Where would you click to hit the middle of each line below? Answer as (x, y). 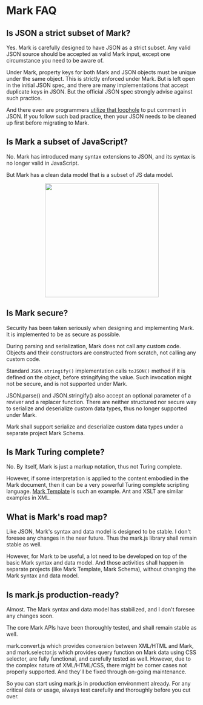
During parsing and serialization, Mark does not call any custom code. (94, 346)
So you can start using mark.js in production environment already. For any (98, 684)
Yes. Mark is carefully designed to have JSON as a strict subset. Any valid (98, 47)
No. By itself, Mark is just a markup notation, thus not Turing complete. (94, 467)
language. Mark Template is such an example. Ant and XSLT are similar (95, 491)
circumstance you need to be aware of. (55, 60)
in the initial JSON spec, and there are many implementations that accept (98, 85)
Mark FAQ (32, 11)
